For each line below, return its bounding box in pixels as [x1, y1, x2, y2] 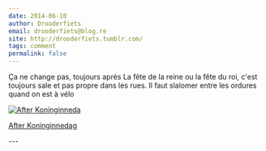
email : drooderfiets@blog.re [8, 27, 107, 35]
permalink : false [8, 50, 67, 58]
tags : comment [8, 42, 57, 50]
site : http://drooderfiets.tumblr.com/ [8, 34, 144, 43]
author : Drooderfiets [8, 19, 82, 28]
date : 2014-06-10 [8, 11, 67, 20]
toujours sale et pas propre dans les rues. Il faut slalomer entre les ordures [8, 80, 257, 90]
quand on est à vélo [8, 89, 75, 98]
